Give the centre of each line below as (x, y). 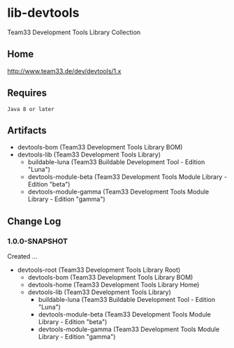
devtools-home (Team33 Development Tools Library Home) (114, 285)
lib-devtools (43, 13)
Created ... (22, 256)
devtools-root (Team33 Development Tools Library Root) (99, 270)
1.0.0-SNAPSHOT (38, 241)
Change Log (34, 221)
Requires (27, 93)
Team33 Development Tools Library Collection (74, 32)
